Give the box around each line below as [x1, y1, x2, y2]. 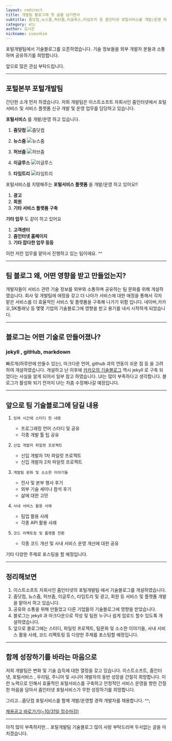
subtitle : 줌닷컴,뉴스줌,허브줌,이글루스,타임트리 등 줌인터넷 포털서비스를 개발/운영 [6, 17, 161, 22]
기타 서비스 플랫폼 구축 [13, 205, 58, 211]
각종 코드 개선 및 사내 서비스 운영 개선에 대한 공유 [20, 540, 119, 547]
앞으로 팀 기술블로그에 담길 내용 [6, 401, 99, 409]
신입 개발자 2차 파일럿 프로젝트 [20, 459, 83, 465]
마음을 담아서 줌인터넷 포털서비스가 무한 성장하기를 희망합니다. [11, 686, 136, 692]
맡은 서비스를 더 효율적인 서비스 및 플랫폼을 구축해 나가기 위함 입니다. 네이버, [6, 298, 158, 305]
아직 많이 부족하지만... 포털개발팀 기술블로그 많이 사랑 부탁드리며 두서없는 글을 [6, 724, 161, 730]
